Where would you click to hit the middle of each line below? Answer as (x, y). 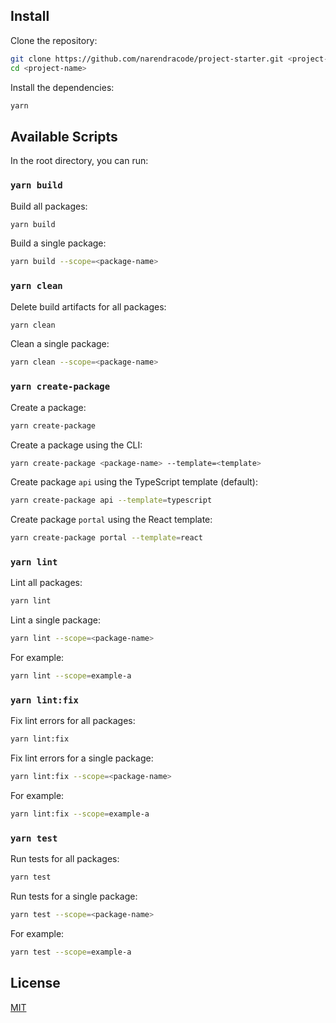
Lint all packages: (46, 583)
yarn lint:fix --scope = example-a (80, 814)
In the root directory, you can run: (79, 161)
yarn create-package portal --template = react (106, 538)
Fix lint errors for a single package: (82, 758)
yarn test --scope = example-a (71, 952)
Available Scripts (64, 136)
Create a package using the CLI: (76, 445)
